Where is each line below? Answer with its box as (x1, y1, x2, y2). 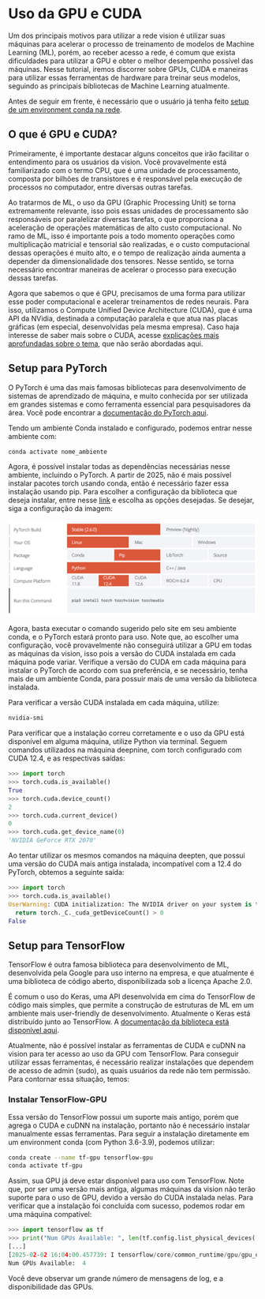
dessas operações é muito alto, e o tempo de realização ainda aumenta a (8, 248, 246, 257)
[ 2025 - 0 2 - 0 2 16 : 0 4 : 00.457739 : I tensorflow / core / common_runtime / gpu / (8, 1251, 242, 1259)
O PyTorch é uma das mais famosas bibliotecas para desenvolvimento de (8, 382, 247, 392)
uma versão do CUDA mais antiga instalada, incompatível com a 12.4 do (8, 859, 242, 869)
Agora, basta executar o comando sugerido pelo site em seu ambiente (8, 624, 237, 633)
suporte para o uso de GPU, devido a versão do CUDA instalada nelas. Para (8, 1193, 254, 1203)
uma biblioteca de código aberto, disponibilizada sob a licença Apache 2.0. (8, 977, 252, 986)
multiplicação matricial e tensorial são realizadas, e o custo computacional (8, 239, 250, 249)
